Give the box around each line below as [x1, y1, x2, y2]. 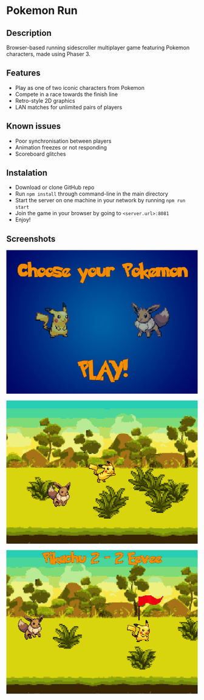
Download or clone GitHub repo [15, 184, 95, 191]
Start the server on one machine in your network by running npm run [15, 197, 186, 204]
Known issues [6, 121, 61, 131]
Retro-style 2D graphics [15, 97, 75, 104]
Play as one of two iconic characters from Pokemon [15, 84, 144, 91]
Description [6, 28, 52, 38]
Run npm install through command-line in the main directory [15, 190, 169, 197]
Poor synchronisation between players [15, 137, 112, 145]
